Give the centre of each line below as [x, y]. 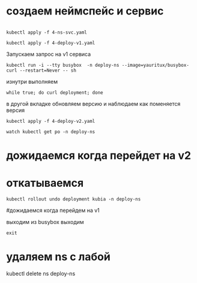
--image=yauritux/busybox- [155, 65]
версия [16, 110]
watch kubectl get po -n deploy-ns [51, 132]
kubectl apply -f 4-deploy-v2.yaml [51, 121]
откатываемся [45, 183]
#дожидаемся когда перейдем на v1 [53, 210]
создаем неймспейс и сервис [85, 11]
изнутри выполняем [32, 81]
